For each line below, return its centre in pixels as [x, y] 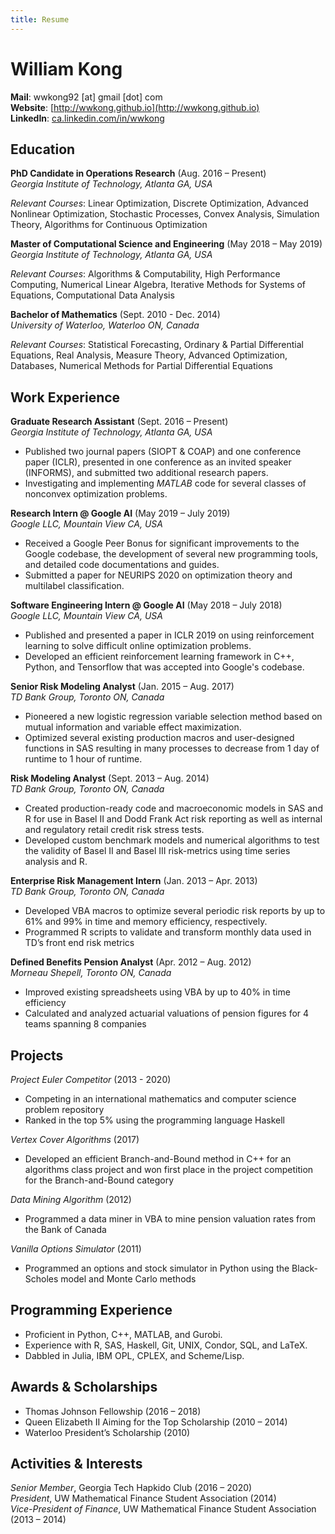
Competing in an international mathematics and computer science [160, 1099]
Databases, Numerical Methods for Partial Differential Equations [141, 366]
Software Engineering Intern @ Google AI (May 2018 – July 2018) [146, 605]
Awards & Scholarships [84, 1387]
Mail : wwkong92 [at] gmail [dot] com [86, 97]
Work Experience [65, 397]
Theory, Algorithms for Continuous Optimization [109, 225]
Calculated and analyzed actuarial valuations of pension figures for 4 [167, 1013]
